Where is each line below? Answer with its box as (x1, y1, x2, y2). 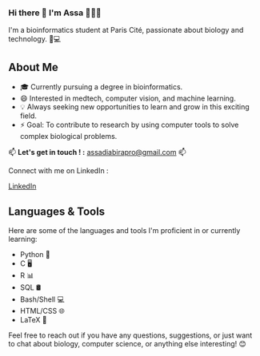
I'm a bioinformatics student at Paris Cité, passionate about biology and (8, 26, 244, 35)
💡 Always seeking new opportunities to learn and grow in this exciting (19, 102, 250, 112)
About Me (8, 60, 58, 74)
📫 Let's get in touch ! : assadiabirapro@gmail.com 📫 (8, 148, 186, 157)
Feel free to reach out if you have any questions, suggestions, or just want (8, 330, 253, 340)
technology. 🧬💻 (8, 34, 62, 44)
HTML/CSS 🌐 (19, 306, 66, 315)
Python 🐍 (19, 249, 50, 259)
